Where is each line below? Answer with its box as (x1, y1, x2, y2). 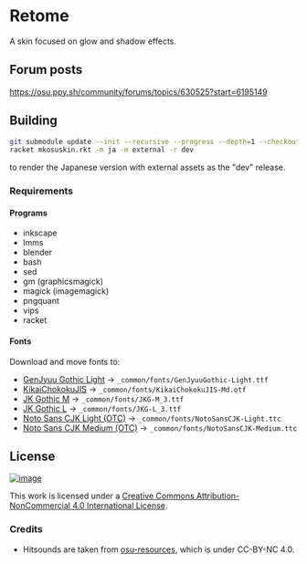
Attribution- (196, 490, 240, 502)
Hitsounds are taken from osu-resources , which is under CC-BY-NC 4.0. (22, 544, 295, 555)
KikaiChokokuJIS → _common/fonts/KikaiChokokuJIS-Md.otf (22, 383, 247, 394)
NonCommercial (9, 500, 71, 511)
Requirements (9, 184, 74, 197)
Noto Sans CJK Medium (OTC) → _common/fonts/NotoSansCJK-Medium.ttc (22, 422, 298, 433)
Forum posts (9, 62, 83, 78)
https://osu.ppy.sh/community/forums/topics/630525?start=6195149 (9, 86, 268, 97)
